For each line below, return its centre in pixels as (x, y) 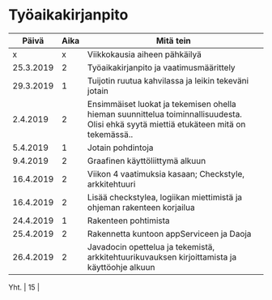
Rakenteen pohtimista (129, 221)
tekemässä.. (110, 134)
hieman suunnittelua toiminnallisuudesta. (165, 114)
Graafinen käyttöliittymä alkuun (147, 161)
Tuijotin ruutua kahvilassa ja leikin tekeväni (168, 80)
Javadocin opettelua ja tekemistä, (151, 246)
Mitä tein (174, 41)
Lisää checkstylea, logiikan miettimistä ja (165, 197)
